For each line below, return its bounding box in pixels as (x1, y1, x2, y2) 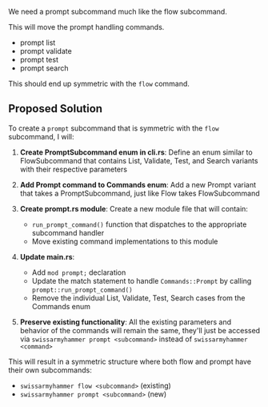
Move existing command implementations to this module (31, 236, 218, 246)
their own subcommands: (8, 365, 92, 375)
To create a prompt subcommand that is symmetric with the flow (8, 123, 219, 133)
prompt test (19, 55, 58, 64)
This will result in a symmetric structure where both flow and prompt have (8, 357, 252, 366)
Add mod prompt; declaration (31, 268, 126, 277)
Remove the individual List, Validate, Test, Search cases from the (31, 292, 246, 303)
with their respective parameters (19, 164, 128, 174)
